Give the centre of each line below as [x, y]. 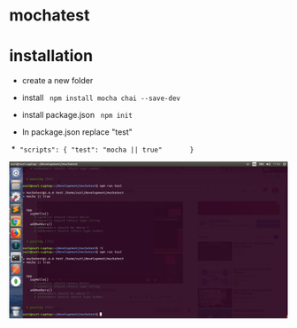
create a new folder [57, 81]
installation [51, 56]
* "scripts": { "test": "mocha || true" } [103, 149]
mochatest [49, 16]
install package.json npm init [77, 115]
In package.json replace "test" [77, 132]
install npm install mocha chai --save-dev [101, 98]
